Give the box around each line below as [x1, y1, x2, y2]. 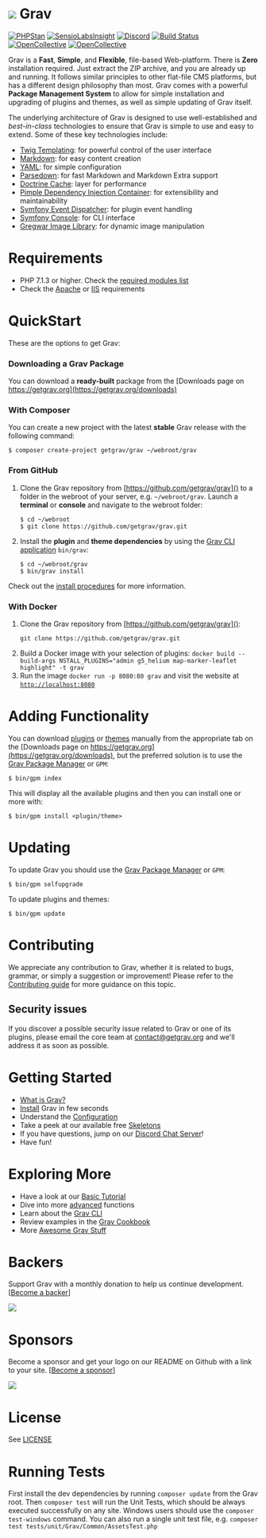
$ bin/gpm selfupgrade [8, 880, 83, 888]
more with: [8, 796, 44, 806]
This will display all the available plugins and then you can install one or [8, 788, 241, 797]
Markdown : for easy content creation [19, 153, 141, 163]
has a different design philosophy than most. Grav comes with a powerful [8, 80, 249, 90]
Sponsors [8, 1331, 74, 1348]
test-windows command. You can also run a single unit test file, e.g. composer [8, 1514, 259, 1524]
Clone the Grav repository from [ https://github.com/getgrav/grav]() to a [19, 483, 253, 492]
